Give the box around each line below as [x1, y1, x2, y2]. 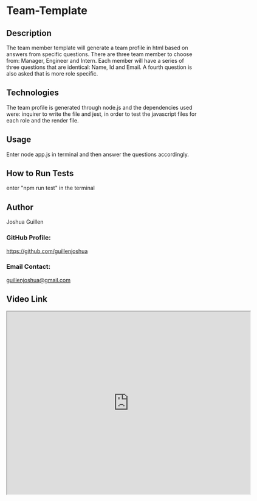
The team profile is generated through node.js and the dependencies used [6, 104, 193, 111]
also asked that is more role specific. [6, 70, 98, 77]
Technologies [6, 88, 60, 98]
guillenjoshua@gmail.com [6, 276, 71, 283]
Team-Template [6, 4, 88, 18]
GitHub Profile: [6, 233, 51, 242]
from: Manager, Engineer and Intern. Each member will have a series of [6, 57, 184, 64]
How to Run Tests [6, 168, 74, 179]
